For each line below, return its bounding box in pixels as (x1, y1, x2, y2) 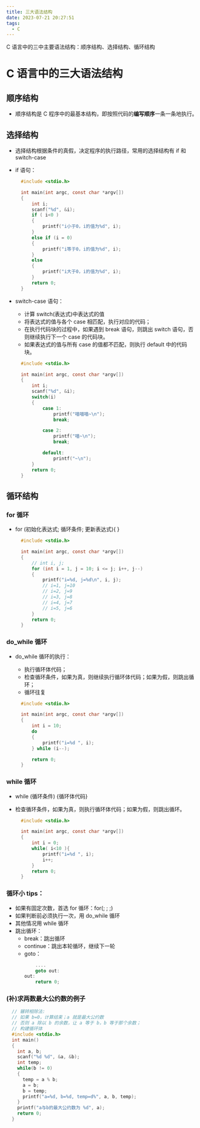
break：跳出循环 (24, 935, 65, 942)
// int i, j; (31, 560, 65, 566)
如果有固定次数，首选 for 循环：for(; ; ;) (15, 904, 113, 912)
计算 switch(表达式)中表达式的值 (24, 310, 105, 317)
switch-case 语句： (15, 297, 64, 305)
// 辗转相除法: (12, 1009, 45, 1015)
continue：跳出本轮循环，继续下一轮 (24, 942, 115, 949)
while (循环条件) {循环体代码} (15, 792, 88, 800)
